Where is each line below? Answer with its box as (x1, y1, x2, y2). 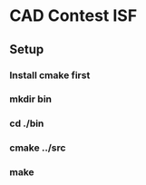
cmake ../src (9, 141, 66, 154)
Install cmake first (9, 69, 91, 82)
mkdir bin (9, 92, 53, 105)
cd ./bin (9, 117, 44, 130)
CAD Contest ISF (9, 5, 138, 26)
